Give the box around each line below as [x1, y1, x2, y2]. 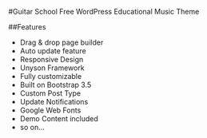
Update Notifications [19, 97, 89, 106]
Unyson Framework [19, 63, 86, 73]
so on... [19, 123, 46, 132]
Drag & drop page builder [19, 37, 104, 47]
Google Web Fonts [19, 105, 82, 115]
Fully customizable [19, 72, 82, 81]
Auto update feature [19, 46, 86, 55]
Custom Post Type [19, 89, 82, 98]
